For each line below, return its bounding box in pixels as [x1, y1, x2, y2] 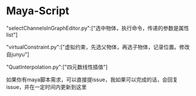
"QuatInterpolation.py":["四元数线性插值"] [6, 63, 108, 71]
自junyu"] [6, 50, 30, 57]
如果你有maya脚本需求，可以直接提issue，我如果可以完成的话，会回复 [6, 76, 178, 83]
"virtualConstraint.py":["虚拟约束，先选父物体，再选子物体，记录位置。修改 [6, 43, 190, 50]
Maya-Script [6, 4, 69, 18]
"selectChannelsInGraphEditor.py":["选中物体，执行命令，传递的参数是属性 [6, 24, 189, 31]
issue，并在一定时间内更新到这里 [6, 83, 87, 90]
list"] [6, 31, 18, 38]
